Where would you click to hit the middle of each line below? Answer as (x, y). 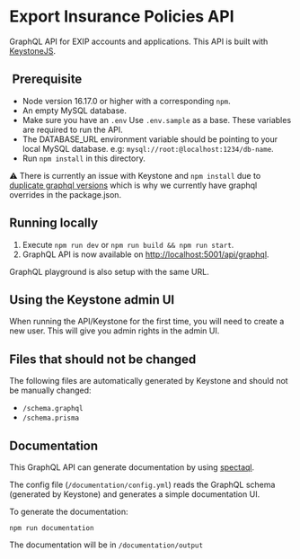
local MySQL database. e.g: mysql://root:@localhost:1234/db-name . (148, 148)
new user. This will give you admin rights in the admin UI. (115, 331)
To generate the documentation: (69, 511)
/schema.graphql (53, 409)
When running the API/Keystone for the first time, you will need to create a (147, 322)
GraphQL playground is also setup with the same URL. (109, 271)
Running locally (54, 223)
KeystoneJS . (33, 50)
